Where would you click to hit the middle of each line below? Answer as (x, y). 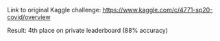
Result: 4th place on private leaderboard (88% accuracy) (88, 30)
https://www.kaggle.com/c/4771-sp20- (158, 10)
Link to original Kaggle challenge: (54, 10)
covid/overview (29, 17)
